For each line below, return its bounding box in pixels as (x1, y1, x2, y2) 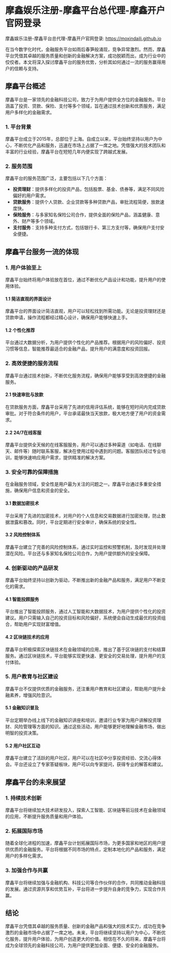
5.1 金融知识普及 (5, 705, 39, 711)
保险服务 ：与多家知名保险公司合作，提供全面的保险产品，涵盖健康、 (12, 212, 156, 218)
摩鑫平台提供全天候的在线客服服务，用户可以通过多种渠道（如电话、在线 (5, 442, 157, 448)
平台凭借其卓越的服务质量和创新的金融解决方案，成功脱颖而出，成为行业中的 (5, 52, 166, 59)
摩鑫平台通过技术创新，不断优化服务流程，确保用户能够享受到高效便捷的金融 (5, 372, 166, 379)
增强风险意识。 (22, 692, 54, 698)
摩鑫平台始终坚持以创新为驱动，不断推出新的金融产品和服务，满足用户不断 (5, 577, 161, 583)
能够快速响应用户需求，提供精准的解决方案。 (14, 454, 108, 461)
